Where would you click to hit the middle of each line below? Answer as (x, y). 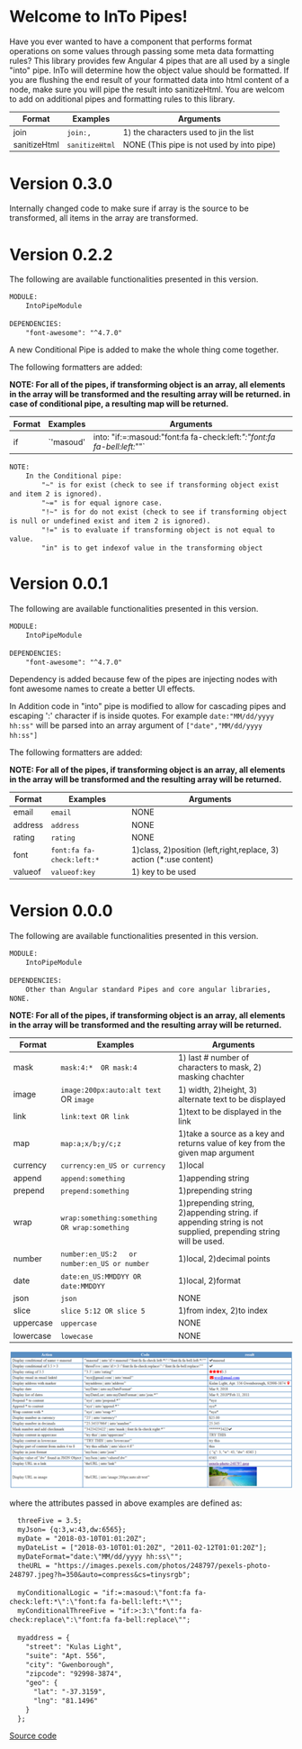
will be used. (201, 1242)
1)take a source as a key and (231, 1134)
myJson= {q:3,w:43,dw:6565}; (72, 1530)
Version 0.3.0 (61, 183)
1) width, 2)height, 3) (218, 1089)
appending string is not (221, 1222)
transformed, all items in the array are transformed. (104, 218)
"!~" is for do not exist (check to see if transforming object (164, 512)
